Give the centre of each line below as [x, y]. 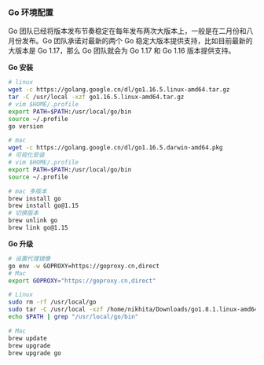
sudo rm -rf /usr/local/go [52, 302]
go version [26, 126]
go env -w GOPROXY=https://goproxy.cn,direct [84, 266]
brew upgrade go [35, 353]
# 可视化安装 [26, 155]
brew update [27, 338]
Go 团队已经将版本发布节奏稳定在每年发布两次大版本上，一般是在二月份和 [127, 31]
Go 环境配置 [31, 12]
